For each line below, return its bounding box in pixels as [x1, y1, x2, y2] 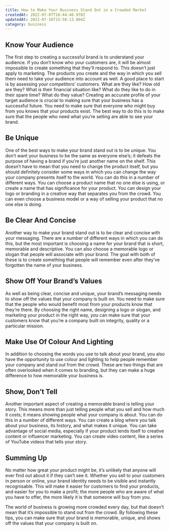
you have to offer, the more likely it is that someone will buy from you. [5, 494, 151, 500]
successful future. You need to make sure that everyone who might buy [5, 103, 155, 109]
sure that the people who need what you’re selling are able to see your [5, 114, 153, 120]
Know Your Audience [5, 40, 74, 49]
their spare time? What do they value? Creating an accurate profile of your [5, 92, 161, 98]
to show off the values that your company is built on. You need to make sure [5, 296, 165, 302]
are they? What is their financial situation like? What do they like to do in [5, 87, 156, 93]
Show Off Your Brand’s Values [5, 277, 102, 286]
